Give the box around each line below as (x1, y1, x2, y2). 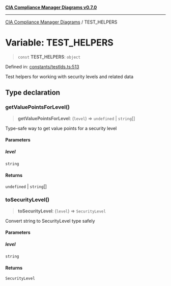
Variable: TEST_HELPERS (5, 37, 113, 49)
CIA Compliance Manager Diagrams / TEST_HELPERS (5, 19, 118, 25)
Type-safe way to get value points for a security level (5, 125, 117, 131)
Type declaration (5, 88, 60, 97)
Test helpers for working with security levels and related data (5, 74, 134, 80)
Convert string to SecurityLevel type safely (5, 218, 95, 224)
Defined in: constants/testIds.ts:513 (5, 63, 79, 69)
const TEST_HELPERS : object (17, 54, 80, 60)
